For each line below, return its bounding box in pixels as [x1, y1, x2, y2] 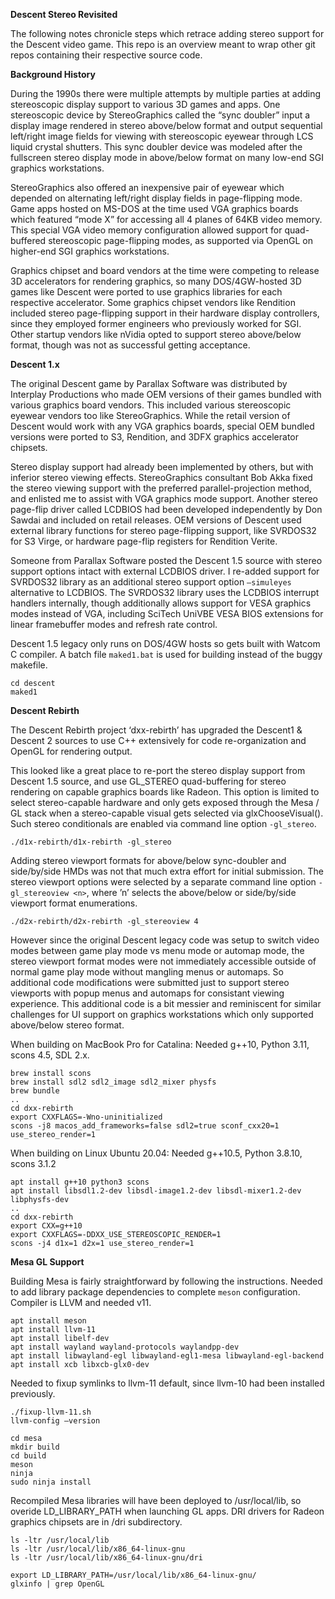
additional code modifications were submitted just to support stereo [10, 977, 290, 988]
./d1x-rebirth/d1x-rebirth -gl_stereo [10, 837, 172, 847]
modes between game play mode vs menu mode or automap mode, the [10, 945, 305, 956]
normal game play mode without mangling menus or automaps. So [10, 966, 284, 978]
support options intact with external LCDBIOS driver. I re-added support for [10, 565, 320, 577]
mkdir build [10, 1442, 60, 1452]
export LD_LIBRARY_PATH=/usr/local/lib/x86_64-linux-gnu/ [10, 1570, 257, 1580]
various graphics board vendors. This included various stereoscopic [10, 399, 292, 411]
